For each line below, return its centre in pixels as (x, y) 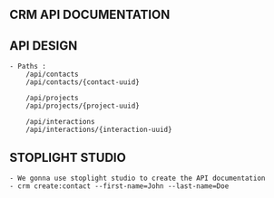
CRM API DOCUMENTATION (90, 15)
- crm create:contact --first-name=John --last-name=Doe (119, 186)
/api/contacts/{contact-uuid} (83, 82)
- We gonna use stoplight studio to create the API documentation (137, 179)
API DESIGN (44, 46)
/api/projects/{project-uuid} (83, 106)
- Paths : (28, 67)
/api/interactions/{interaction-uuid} (99, 130)
